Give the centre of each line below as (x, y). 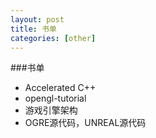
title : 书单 (33, 29)
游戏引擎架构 (51, 110)
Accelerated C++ (60, 88)
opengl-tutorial (55, 98)
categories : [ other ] (53, 38)
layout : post (37, 19)
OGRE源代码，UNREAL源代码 (85, 123)
